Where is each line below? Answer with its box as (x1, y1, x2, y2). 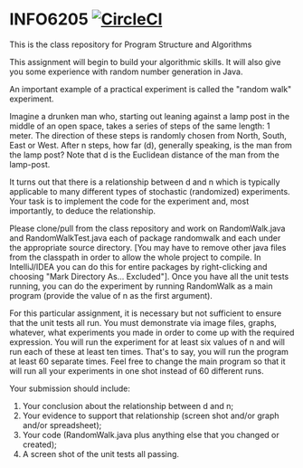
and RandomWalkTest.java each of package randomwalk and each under (9, 232, 281, 244)
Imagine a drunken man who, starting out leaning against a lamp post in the (9, 110, 290, 121)
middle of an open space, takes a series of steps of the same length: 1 (9, 120, 270, 131)
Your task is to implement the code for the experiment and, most (9, 196, 250, 206)
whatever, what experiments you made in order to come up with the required (9, 327, 295, 338)
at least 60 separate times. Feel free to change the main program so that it (9, 356, 287, 367)
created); (22, 439, 57, 450)
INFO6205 (9, 9, 89, 30)
